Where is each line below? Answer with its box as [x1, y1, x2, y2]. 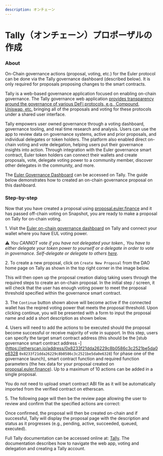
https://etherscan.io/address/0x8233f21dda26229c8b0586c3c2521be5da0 [6, 346, 158, 351]
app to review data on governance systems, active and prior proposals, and [5, 131, 157, 137]
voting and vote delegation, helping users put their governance [17, 142, 144, 148]
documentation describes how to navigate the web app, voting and [5, 440, 140, 446]
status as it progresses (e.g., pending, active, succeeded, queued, [5, 421, 138, 427]
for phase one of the [113, 350, 155, 357]
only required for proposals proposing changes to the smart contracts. [5, 81, 146, 87]
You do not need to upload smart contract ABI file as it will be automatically [5, 381, 156, 387]
